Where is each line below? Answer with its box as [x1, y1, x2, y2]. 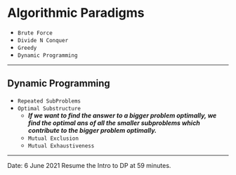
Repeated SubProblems [17, 97, 81, 105]
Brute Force [17, 30, 53, 37]
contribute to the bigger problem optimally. [27, 126, 157, 134]
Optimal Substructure [17, 105, 81, 112]
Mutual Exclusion [27, 135, 79, 142]
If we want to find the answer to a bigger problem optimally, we [27, 111, 217, 119]
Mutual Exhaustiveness [27, 142, 95, 149]
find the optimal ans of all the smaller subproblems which [27, 118, 200, 127]
